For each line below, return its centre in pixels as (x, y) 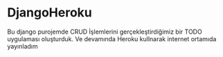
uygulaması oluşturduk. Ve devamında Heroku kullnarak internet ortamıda (112, 38)
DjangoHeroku (50, 13)
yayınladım (23, 46)
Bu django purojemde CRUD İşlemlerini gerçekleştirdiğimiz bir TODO (105, 32)
